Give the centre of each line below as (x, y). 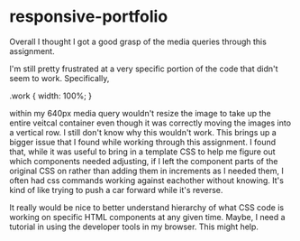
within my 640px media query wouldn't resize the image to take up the (141, 113)
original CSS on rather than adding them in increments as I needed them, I (146, 171)
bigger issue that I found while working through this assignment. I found (143, 142)
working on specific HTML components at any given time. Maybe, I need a (147, 217)
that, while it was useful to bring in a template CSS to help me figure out (143, 152)
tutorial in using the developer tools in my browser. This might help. (134, 227)
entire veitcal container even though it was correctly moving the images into (150, 123)
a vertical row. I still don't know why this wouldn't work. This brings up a (143, 132)
